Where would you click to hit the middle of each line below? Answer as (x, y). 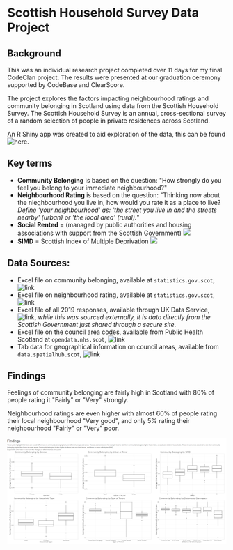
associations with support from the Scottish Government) (99, 233)
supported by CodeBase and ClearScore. (66, 85)
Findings (27, 376)
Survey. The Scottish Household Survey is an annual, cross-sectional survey (116, 113)
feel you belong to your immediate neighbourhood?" (92, 188)
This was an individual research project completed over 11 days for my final (115, 70)
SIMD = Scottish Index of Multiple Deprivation (83, 241)
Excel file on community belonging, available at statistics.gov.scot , (116, 280)
